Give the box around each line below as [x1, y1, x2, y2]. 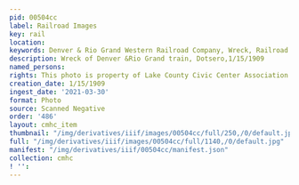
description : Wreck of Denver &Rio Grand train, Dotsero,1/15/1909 [9, 54, 265, 63]
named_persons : [9, 63, 66, 72]
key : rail [9, 29, 46, 38]
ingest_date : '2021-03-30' [9, 87, 109, 96]
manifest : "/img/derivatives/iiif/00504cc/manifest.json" [9, 145, 229, 154]
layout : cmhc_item [9, 121, 77, 130]
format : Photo [9, 95, 62, 105]
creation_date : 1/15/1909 [9, 79, 105, 88]
